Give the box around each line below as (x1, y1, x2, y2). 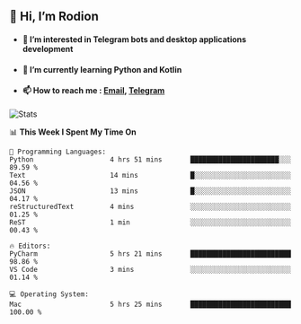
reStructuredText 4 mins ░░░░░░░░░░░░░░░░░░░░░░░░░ (9, 202, 292, 211)
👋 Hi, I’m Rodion (9, 9, 99, 24)
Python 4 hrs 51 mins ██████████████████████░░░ (9, 154, 292, 164)
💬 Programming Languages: (9, 147, 106, 156)
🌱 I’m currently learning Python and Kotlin (22, 64, 182, 74)
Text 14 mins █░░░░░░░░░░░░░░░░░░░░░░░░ (9, 171, 292, 180)
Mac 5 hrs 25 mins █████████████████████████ (9, 300, 292, 309)
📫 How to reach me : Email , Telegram (22, 85, 165, 96)
